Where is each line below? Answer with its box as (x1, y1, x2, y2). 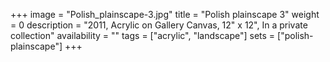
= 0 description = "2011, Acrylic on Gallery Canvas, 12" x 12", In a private (10, 19, 308, 31)
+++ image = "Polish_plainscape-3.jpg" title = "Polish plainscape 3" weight (10, 9, 320, 20)
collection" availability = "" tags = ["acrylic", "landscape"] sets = (10, 30, 276, 41)
